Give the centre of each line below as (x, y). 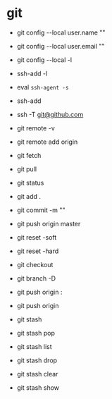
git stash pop (36, 333)
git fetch (29, 155)
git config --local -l (44, 60)
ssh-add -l (32, 73)
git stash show (38, 387)
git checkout (35, 264)
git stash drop (37, 360)
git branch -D (36, 278)
